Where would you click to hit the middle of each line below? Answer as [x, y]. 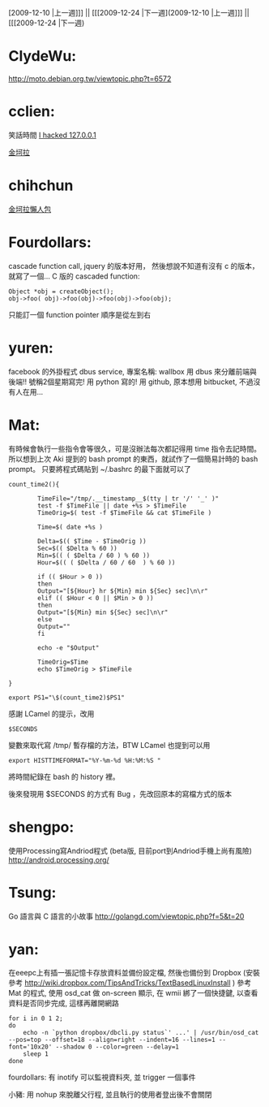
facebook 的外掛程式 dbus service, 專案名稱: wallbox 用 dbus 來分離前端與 [133, 371]
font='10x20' [30, 1047]
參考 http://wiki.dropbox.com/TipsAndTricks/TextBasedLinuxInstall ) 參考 [130, 983]
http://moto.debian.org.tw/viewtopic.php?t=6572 [90, 78]
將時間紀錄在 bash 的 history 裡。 [64, 776]
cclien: [32, 112]
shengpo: [41, 827]
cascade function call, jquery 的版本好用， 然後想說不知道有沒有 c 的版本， [134, 266]
